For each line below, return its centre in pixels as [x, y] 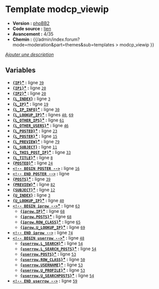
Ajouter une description [30, 54]
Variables [21, 70]
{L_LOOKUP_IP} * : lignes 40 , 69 [43, 114]
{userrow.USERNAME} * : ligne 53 [51, 265]
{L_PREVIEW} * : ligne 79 [36, 141]
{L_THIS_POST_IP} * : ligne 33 [42, 152]
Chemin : [22, 39]
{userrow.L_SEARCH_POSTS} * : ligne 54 [58, 249]
